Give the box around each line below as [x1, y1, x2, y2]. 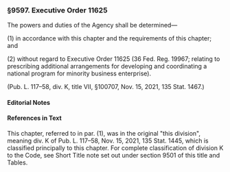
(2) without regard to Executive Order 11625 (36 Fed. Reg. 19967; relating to [7, 55, 220, 63]
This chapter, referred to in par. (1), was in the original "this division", [7, 130, 201, 138]
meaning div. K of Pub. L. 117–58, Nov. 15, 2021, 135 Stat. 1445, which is [7, 136, 209, 145]
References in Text [7, 114, 62, 122]
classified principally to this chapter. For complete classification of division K [7, 144, 224, 152]
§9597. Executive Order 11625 [7, 5, 108, 15]
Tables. [7, 158, 28, 167]
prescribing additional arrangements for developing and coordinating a [7, 62, 207, 71]
